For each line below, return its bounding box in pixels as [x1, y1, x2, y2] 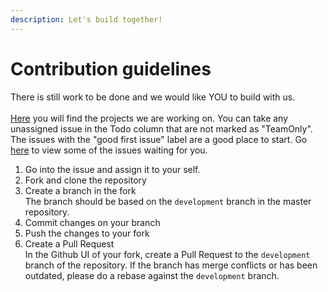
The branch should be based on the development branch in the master [24, 195, 312, 207]
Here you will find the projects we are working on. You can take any [10, 112, 289, 124]
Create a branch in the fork [24, 184, 137, 196]
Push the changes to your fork [24, 227, 150, 239]
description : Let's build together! [10, 14, 163, 25]
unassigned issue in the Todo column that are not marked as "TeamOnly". [10, 122, 313, 135]
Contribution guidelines [10, 57, 212, 80]
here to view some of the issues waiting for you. [10, 144, 208, 156]
